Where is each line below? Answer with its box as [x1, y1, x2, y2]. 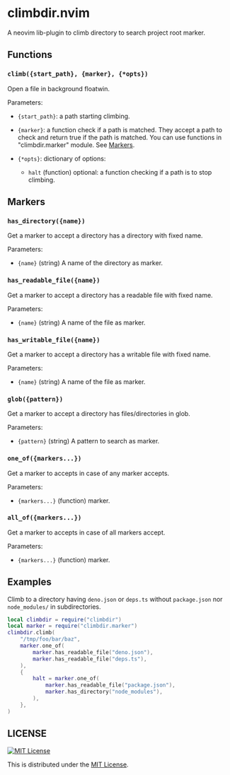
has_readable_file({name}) [7, 276, 100, 284]
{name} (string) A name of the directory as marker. [17, 259, 163, 267]
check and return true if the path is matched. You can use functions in [17, 133, 222, 141]
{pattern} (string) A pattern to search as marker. [17, 437, 160, 445]
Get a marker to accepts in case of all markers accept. [7, 528, 166, 537]
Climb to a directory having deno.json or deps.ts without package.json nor [7, 595, 223, 603]
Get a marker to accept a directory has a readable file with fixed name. [7, 291, 214, 299]
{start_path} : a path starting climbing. [17, 112, 130, 120]
